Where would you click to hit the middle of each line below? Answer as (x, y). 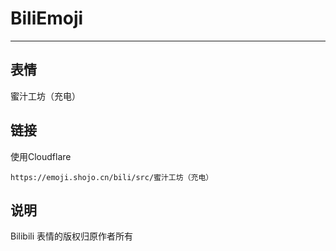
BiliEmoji (47, 18)
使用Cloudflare (41, 156)
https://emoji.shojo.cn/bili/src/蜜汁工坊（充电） (112, 177)
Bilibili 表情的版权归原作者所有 (72, 236)
